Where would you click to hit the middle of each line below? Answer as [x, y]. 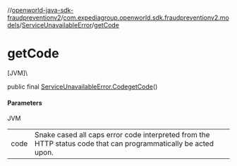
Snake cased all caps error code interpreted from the [122, 135]
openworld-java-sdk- [43, 10]
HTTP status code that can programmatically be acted [124, 143]
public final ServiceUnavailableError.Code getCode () [83, 87]
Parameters [25, 103]
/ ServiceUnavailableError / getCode [69, 25]
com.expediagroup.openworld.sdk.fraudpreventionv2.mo [146, 18]
